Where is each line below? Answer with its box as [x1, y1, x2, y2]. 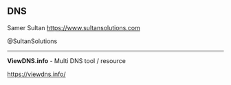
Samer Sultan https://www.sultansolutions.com [7, 23, 141, 32]
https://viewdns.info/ [7, 70, 67, 78]
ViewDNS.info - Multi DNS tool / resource [7, 56, 126, 64]
